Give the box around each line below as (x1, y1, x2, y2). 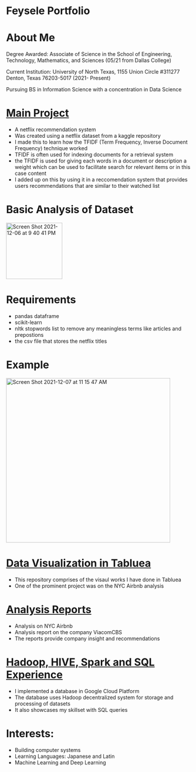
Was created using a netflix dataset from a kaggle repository (14, 132, 161, 140)
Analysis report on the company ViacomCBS (14, 628, 122, 635)
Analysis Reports (6, 603, 92, 616)
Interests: (6, 727, 55, 740)
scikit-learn (14, 319, 42, 326)
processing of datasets (14, 700, 70, 707)
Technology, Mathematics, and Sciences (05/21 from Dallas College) (6, 57, 172, 64)
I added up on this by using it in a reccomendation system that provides (14, 176, 188, 183)
